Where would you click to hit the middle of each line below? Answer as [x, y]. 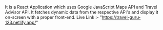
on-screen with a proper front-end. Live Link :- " [54, 17]
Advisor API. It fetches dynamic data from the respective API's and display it [82, 12]
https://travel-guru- [121, 17]
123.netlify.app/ [20, 22]
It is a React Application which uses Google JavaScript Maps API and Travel [81, 7]
